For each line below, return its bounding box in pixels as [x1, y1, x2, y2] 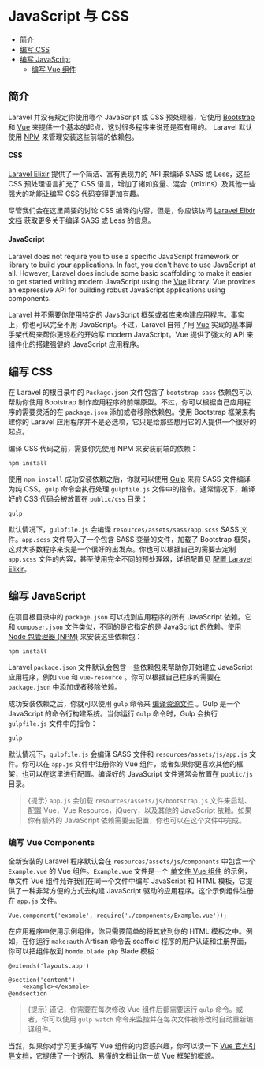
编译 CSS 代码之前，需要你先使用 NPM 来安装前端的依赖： [8, 443, 199, 453]
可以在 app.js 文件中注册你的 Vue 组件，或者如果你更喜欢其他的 [28, 759, 236, 769]
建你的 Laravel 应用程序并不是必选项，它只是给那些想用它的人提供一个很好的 [8, 416, 257, 427]
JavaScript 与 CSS [8, 7, 130, 25]
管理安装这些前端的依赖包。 [48, 132, 139, 141]
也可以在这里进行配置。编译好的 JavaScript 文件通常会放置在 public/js [21, 769, 254, 778]
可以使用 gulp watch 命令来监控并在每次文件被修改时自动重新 [48, 1014, 247, 1024]
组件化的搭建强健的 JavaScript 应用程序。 [8, 340, 144, 349]
